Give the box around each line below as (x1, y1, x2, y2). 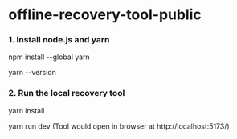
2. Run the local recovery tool (8, 88, 125, 99)
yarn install (8, 105, 45, 115)
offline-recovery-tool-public (8, 6, 202, 24)
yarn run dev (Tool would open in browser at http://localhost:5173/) (8, 121, 231, 131)
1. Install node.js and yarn (8, 34, 110, 46)
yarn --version (8, 68, 56, 77)
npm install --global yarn (8, 52, 90, 62)
